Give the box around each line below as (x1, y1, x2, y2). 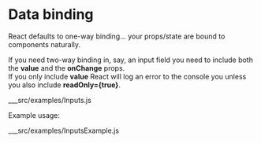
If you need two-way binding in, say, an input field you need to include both (8, 55, 254, 64)
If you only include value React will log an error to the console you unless (8, 71, 247, 81)
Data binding (8, 5, 94, 24)
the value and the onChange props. (8, 63, 125, 72)
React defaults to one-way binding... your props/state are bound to (8, 31, 226, 41)
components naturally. (8, 39, 81, 49)
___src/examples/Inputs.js (8, 95, 92, 104)
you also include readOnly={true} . (8, 80, 121, 90)
